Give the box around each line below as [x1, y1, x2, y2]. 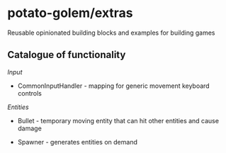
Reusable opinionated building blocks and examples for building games [7, 28, 215, 37]
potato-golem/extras [7, 5, 133, 21]
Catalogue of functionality [7, 49, 126, 61]
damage [17, 124, 43, 132]
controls [17, 89, 43, 97]
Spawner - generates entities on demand [17, 137, 138, 146]
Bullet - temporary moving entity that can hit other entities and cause [17, 116, 220, 125]
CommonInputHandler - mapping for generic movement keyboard [17, 81, 210, 90]
